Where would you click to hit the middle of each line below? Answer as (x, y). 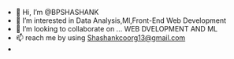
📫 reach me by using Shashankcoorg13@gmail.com (100, 38)
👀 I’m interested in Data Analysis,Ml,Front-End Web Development (121, 20)
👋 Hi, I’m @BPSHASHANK (57, 12)
